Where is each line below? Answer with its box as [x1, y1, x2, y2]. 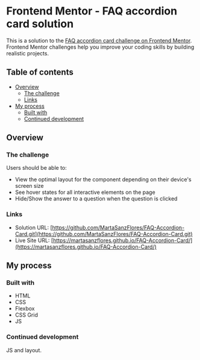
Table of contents [6, 67, 73, 78]
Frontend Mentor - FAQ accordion [6, 4, 178, 18]
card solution [6, 17, 74, 31]
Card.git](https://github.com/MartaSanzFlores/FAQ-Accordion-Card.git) [14, 230, 193, 237]
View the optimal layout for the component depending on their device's [14, 176, 192, 183]
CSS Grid [14, 311, 38, 318]
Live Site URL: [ [14, 237, 54, 244]
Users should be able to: [6, 164, 67, 172]
